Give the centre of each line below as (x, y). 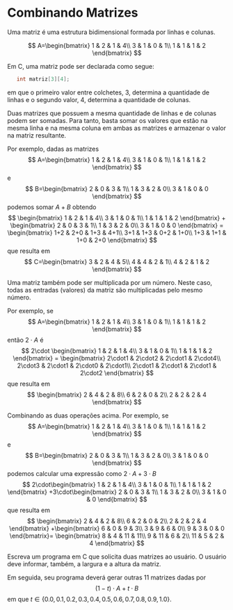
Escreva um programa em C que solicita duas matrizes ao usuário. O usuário (117, 557)
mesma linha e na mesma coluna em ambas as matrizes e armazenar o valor (116, 128)
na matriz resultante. (37, 135)
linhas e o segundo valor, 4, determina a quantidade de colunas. (99, 99)
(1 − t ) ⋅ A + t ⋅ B (117, 588)
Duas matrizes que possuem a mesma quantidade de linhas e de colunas (112, 113)
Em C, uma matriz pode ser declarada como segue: (81, 66)
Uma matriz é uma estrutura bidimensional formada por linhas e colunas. (111, 32)
